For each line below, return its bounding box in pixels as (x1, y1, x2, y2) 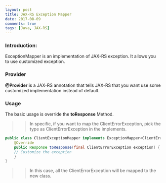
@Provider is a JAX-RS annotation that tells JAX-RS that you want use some (5, 82, 161, 88)
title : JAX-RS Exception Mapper (5, 12, 72, 17)
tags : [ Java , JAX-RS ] (5, 26, 50, 31)
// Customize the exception (14, 149, 72, 154)
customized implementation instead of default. (5, 87, 100, 93)
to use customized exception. (5, 59, 65, 64)
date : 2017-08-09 (5, 16, 41, 21)
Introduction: (5, 42, 38, 49)
